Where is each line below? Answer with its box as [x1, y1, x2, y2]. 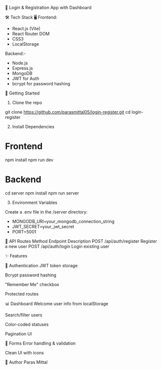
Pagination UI [5, 331, 32, 336]
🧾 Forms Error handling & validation [5, 340, 76, 346]
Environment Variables [12, 199, 57, 205]
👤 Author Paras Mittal [5, 359, 48, 365]
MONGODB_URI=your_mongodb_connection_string [12, 218, 115, 224]
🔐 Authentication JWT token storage [5, 262, 78, 268]
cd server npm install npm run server [5, 190, 79, 196]
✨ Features [5, 253, 28, 258]
